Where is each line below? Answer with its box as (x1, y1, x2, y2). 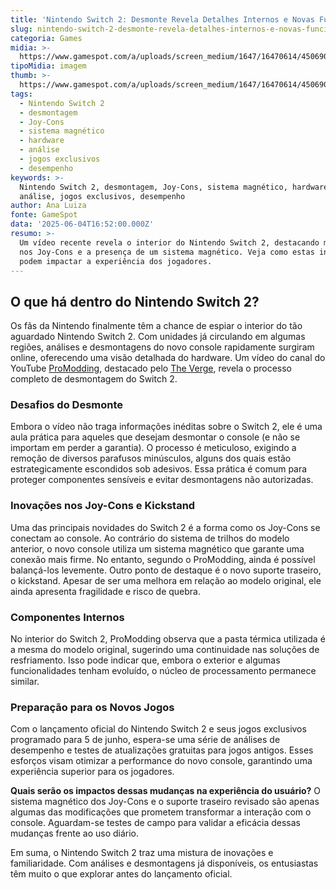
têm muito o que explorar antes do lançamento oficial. (10, 868, 233, 880)
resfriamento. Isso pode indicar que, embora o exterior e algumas (10, 654, 281, 666)
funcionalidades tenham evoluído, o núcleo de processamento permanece (10, 665, 317, 677)
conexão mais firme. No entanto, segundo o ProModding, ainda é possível (10, 553, 316, 565)
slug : (10, 24, 33, 34)
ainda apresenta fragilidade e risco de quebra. (10, 585, 202, 597)
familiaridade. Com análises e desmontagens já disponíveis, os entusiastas (10, 857, 319, 870)
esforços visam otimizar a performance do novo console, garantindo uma (10, 755, 313, 767)
